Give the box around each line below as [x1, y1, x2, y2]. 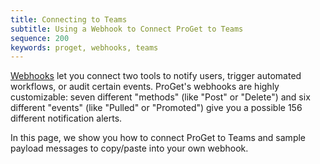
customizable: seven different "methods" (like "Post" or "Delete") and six [10, 91, 311, 103]
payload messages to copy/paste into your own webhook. [10, 142, 249, 155]
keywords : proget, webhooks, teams [10, 42, 159, 53]
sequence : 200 [10, 33, 70, 43]
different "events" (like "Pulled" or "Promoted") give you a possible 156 [10, 102, 303, 114]
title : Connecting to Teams [10, 14, 128, 25]
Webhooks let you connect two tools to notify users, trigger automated [10, 70, 302, 82]
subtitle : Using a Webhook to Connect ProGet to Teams [10, 24, 244, 34]
